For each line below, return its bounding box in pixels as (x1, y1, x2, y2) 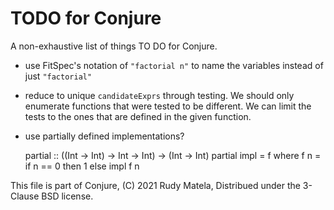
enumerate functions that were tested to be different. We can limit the (24, 100, 312, 112)
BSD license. (41, 190, 94, 202)
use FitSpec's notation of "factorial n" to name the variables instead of (24, 59, 324, 71)
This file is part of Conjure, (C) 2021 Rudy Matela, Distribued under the (10, 179, 301, 191)
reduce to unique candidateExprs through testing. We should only (24, 89, 295, 101)
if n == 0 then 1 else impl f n (24, 160, 140, 172)
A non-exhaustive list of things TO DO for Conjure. (10, 40, 218, 52)
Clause (10, 190, 40, 202)
